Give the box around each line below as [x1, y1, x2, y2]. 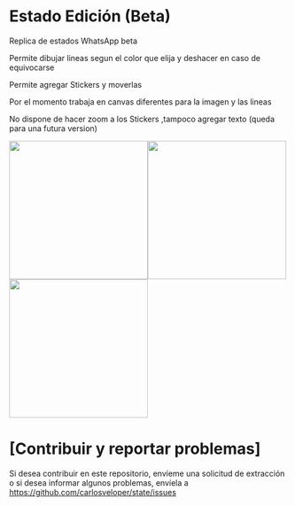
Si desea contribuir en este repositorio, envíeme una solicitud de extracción [9, 468, 285, 479]
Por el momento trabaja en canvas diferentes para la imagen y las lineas [9, 96, 272, 107]
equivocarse [9, 62, 55, 73]
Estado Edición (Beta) [9, 6, 171, 27]
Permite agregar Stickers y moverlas [9, 79, 143, 90]
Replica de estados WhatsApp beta [9, 35, 138, 46]
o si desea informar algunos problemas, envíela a [9, 477, 189, 488]
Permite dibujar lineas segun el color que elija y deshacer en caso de [9, 52, 261, 63]
